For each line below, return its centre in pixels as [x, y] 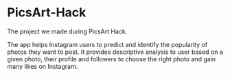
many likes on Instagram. [43, 66]
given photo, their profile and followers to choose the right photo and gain [112, 59]
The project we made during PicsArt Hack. [67, 31]
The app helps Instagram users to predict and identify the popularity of [107, 44]
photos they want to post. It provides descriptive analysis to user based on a [115, 52]
